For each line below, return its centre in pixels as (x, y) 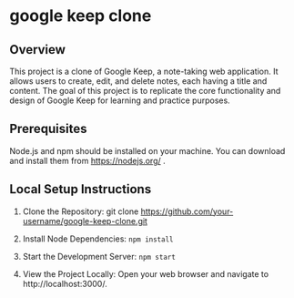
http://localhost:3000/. (65, 283)
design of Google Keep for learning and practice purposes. (120, 100)
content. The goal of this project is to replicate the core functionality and (145, 91)
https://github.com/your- (187, 211)
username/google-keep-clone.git (85, 221)
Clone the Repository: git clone (81, 211)
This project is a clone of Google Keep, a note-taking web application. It (144, 71)
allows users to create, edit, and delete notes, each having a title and (138, 81)
